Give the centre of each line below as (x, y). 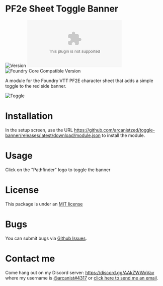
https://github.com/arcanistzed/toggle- (114, 130)
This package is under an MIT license (44, 204)
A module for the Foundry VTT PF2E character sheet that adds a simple (79, 81)
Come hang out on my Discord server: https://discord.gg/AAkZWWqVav (80, 272)
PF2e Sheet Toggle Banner (62, 9)
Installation (29, 116)
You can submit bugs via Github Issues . (46, 238)
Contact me (30, 259)
